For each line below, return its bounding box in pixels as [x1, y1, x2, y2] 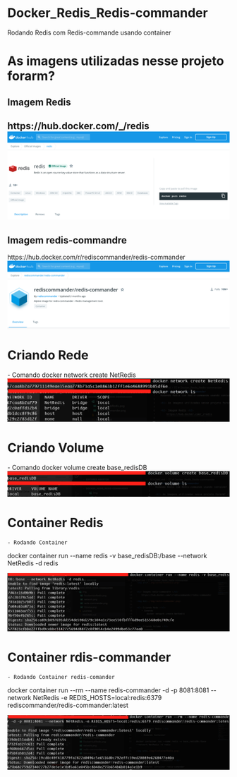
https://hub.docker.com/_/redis [7, 120, 150, 132]
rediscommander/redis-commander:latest [7, 701, 129, 710]
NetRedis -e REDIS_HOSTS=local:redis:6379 [32, 694, 162, 702]
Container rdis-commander [7, 649, 171, 665]
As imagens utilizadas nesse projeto [7, 53, 224, 69]
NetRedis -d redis [7, 559, 59, 567]
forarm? [7, 68, 55, 84]
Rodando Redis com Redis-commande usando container [7, 28, 171, 37]
